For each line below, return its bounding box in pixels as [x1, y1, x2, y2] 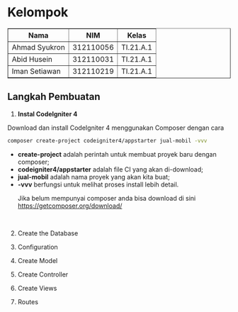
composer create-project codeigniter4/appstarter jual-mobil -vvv [7, 137, 208, 144]
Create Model [17, 256, 58, 264]
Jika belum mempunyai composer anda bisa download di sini [17, 194, 196, 202]
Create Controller [17, 270, 69, 279]
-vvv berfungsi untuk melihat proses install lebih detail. [17, 180, 179, 189]
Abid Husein [11, 54, 53, 64]
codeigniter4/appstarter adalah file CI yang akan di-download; [17, 165, 204, 174]
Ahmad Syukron [11, 42, 65, 52]
